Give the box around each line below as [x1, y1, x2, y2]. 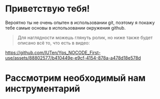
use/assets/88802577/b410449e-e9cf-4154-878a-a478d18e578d [5, 54, 141, 60]
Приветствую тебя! [5, 3, 90, 14]
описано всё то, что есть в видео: [17, 39, 90, 45]
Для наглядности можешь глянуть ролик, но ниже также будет [17, 34, 153, 40]
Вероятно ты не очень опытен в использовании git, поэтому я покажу [5, 19, 155, 25]
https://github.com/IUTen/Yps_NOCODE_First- [5, 49, 101, 55]
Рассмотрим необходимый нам [5, 72, 146, 84]
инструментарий [5, 83, 80, 94]
